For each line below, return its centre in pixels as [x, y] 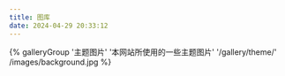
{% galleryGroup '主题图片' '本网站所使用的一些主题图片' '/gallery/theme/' [143, 52]
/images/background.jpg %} [60, 62]
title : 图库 [30, 17]
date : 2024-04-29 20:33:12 [59, 26]
